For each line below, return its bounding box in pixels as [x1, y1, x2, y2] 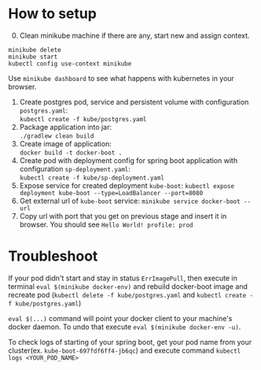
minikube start [8, 53, 58, 61]
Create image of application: [19, 139, 112, 148]
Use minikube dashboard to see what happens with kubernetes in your [8, 73, 234, 83]
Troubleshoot [8, 247, 98, 265]
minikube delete [8, 46, 61, 54]
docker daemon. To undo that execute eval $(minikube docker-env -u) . [8, 322, 241, 331]
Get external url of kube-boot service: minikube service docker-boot [19, 196, 241, 205]
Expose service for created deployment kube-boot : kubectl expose [19, 180, 234, 190]
